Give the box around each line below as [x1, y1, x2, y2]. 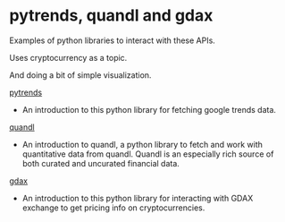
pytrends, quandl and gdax [9, 5, 214, 26]
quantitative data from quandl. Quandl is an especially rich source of [21, 149, 274, 159]
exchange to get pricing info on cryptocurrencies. [21, 202, 205, 213]
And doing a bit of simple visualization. [9, 69, 152, 81]
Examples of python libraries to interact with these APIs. [9, 35, 216, 46]
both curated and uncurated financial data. [21, 158, 180, 168]
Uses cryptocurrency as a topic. [9, 52, 128, 63]
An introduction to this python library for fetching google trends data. [21, 104, 277, 115]
